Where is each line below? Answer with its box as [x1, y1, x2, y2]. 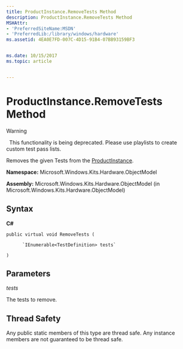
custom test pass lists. [6, 145, 62, 152]
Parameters [6, 268, 51, 279]
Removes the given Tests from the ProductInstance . [6, 157, 134, 164]
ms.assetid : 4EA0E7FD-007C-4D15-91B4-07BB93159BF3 [6, 37, 135, 43]
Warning [6, 127, 27, 134]
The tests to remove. [6, 296, 57, 303]
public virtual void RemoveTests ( [6, 231, 95, 237]
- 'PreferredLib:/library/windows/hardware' [6, 31, 119, 37]
